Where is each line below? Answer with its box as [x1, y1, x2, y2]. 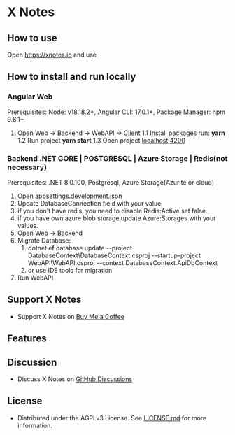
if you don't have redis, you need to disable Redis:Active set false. [17, 206, 208, 215]
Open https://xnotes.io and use [7, 50, 97, 59]
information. [17, 421, 52, 429]
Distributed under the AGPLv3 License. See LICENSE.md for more [17, 413, 207, 422]
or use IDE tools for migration [27, 266, 113, 274]
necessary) [7, 162, 48, 172]
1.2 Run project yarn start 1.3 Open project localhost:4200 [17, 136, 185, 144]
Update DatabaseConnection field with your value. [17, 199, 163, 207]
